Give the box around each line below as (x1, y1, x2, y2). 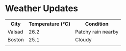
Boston (7, 36, 24, 43)
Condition (85, 20, 109, 27)
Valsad (7, 28, 24, 35)
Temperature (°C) (28, 20, 71, 27)
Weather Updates (5, 3, 78, 14)
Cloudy (75, 36, 92, 43)
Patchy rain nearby (75, 28, 119, 35)
